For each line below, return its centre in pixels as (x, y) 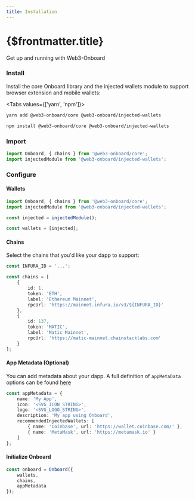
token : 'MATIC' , (48, 327)
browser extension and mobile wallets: (53, 93)
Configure (21, 174)
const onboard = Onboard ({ (40, 470)
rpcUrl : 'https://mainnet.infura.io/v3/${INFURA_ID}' (96, 305)
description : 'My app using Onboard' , (65, 416)
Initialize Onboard (29, 457)
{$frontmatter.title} (55, 41)
